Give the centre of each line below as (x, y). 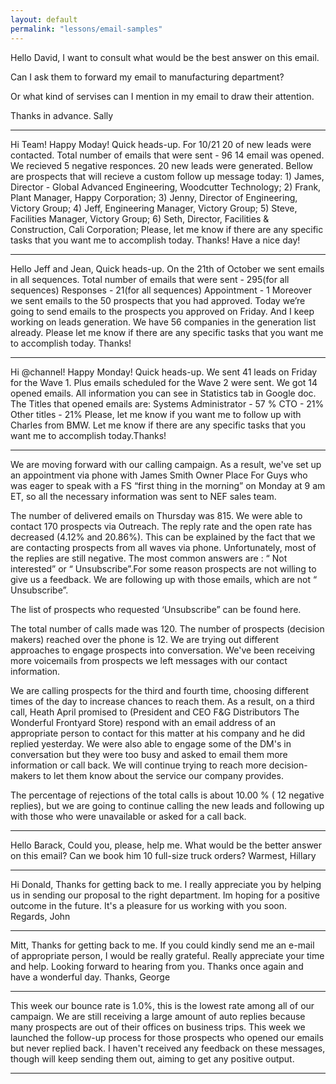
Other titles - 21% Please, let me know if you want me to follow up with (156, 414)
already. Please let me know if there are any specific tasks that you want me (167, 332)
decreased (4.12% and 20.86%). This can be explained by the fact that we (163, 537)
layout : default (44, 19)
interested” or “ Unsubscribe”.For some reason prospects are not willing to (163, 568)
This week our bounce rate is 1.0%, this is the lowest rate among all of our (162, 1005)
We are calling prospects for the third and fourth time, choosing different (160, 690)
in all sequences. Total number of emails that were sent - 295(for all (150, 279)
